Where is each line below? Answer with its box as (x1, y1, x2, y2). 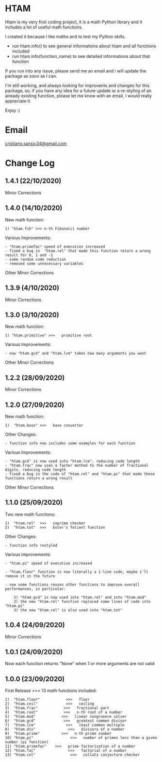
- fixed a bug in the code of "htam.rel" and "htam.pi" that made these (5, 471, 155, 477)
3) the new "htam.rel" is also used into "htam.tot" (14, 607, 123, 613)
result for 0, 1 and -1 (5, 252, 53, 258)
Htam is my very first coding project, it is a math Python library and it (5, 19, 143, 25)
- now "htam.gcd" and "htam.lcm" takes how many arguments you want (5, 351, 146, 356)
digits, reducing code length (5, 467, 66, 472)
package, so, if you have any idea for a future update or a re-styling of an (5, 88, 152, 93)
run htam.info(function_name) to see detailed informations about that (12, 53, 150, 59)
